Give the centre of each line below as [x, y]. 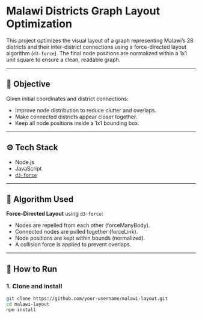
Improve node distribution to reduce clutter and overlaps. [85, 110]
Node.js [25, 162]
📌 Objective [28, 84]
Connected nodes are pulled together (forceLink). [76, 232]
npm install [21, 310]
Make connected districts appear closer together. [76, 117]
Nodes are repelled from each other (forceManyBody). [82, 225]
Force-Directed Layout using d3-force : [55, 214]
